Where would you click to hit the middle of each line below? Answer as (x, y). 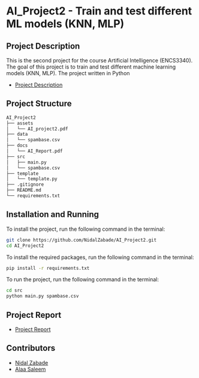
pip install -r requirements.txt (48, 268)
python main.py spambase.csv (43, 296)
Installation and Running (53, 215)
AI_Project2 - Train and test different (99, 11)
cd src (14, 291)
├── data (17, 134)
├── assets (20, 123)
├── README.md (24, 191)
